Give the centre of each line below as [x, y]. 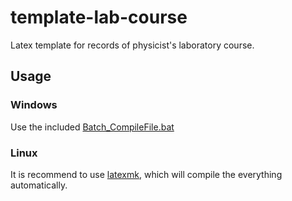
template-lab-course [99, 17]
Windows [34, 105]
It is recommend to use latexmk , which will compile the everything [146, 174]
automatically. [39, 185]
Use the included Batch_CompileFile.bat [92, 127]
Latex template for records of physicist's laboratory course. [132, 45]
